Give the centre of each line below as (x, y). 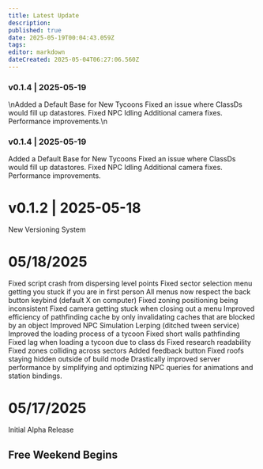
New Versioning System (47, 229)
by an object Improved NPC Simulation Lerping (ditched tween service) (124, 326)
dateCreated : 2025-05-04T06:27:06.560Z (74, 60)
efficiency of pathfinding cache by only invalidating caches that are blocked (131, 317)
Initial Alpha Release (41, 430)
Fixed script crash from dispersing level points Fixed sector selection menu (130, 284)
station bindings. (35, 376)
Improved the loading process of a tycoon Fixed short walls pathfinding (124, 334)
